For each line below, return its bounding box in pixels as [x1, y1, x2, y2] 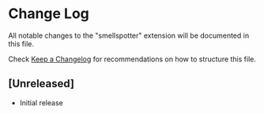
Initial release [19, 97, 63, 107]
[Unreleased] [8, 77, 75, 90]
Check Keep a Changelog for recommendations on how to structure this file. [8, 54, 257, 64]
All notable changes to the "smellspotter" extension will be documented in [8, 31, 250, 40]
